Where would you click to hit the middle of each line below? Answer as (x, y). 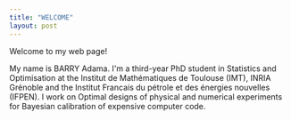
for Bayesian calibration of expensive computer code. (108, 106)
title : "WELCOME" (42, 17)
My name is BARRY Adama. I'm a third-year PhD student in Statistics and (143, 68)
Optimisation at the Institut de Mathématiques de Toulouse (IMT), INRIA (140, 77)
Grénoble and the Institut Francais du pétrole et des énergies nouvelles (140, 87)
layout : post (33, 26)
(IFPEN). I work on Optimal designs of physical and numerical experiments (146, 96)
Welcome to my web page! (58, 51)
